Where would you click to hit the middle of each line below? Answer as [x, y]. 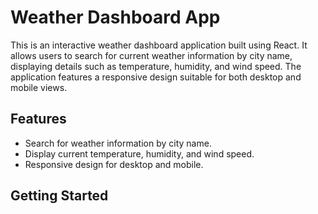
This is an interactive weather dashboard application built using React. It [159, 45]
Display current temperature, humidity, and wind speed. [139, 153]
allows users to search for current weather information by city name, [151, 55]
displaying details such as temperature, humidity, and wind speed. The [156, 66]
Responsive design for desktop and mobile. [114, 164]
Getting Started [59, 196]
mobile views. [39, 87]
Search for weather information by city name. [118, 143]
